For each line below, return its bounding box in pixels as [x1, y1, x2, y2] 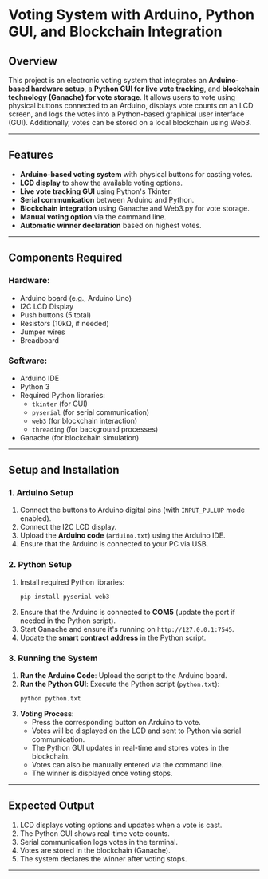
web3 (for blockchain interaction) [31, 416, 138, 425]
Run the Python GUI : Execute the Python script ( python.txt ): [19, 679, 220, 688]
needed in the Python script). [19, 616, 116, 625]
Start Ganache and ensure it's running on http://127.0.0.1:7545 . [19, 624, 235, 633]
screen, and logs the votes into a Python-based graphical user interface [8, 109, 245, 119]
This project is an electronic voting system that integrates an [8, 76, 207, 85]
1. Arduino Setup [8, 487, 74, 499]
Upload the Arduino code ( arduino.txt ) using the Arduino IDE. [19, 530, 226, 540]
